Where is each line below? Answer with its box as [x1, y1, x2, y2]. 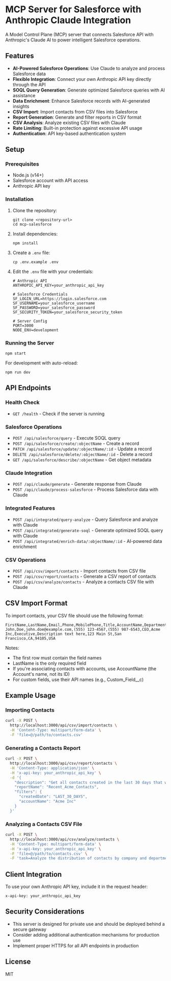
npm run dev [5, 370, 31, 375]
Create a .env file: [12, 249, 50, 256]
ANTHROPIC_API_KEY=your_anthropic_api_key [12, 283, 104, 288]
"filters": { [14, 789, 42, 794]
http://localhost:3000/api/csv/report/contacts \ [10, 761, 117, 766]
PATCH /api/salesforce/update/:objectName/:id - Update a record [12, 446, 152, 452]
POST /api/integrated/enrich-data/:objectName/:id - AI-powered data [12, 538, 162, 544]
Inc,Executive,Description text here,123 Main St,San [5, 631, 122, 636]
